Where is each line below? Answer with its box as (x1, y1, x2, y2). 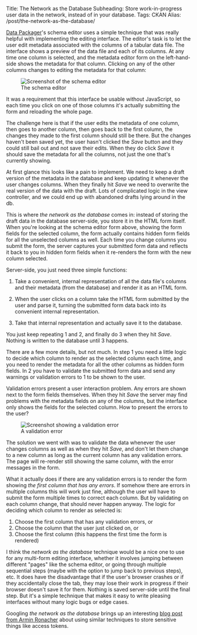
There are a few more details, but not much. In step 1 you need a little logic (6, 349, 187, 355)
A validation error (21, 428, 63, 435)
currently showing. (6, 157, 52, 164)
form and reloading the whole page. (6, 108, 93, 115)
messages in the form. (6, 464, 61, 471)
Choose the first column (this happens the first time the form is (14, 531, 168, 538)
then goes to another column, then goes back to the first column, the (6, 126, 173, 133)
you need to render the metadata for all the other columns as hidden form (6, 361, 185, 368)
